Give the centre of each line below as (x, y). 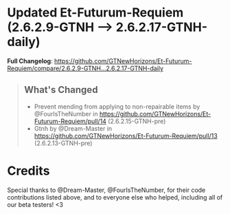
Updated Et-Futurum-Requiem (95, 13)
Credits (28, 171)
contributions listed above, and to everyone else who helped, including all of (115, 197)
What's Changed (61, 90)
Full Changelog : (30, 61)
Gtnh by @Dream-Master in (73, 128)
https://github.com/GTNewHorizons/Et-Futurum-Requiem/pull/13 (126, 136)
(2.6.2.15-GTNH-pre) (137, 121)
